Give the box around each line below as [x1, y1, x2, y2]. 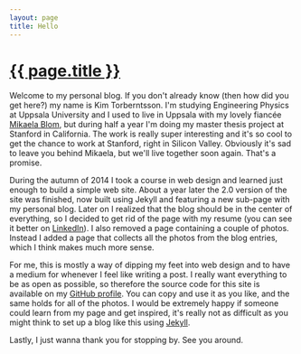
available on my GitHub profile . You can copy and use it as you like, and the [9, 288, 290, 299]
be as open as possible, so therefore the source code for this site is [9, 279, 260, 290]
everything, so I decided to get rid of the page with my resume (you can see [9, 213, 293, 224]
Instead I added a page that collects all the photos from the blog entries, [9, 232, 278, 244]
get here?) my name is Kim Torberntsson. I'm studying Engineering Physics [9, 100, 289, 111]
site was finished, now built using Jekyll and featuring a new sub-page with [9, 194, 291, 205]
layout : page [9, 13, 59, 23]
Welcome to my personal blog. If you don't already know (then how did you [9, 90, 289, 101]
